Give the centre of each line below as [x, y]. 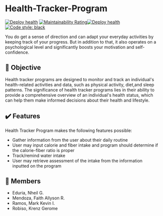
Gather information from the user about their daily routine [70, 140]
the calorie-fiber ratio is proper [43, 150]
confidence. [17, 52]
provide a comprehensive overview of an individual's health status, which [79, 95]
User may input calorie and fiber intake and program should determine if [85, 145]
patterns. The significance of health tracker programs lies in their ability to [80, 90]
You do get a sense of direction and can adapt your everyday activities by [79, 37]
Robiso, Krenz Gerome [35, 209]
